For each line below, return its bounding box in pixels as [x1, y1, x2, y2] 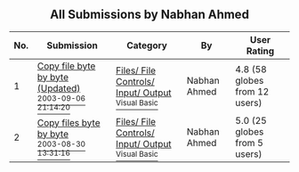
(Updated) [36, 82, 81, 94]
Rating [246, 45, 275, 57]
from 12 [235, 85, 270, 97]
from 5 [235, 136, 264, 149]
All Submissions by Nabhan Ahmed [50, 7, 249, 22]
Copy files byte [36, 116, 101, 128]
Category [125, 39, 167, 52]
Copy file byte [36, 60, 96, 72]
